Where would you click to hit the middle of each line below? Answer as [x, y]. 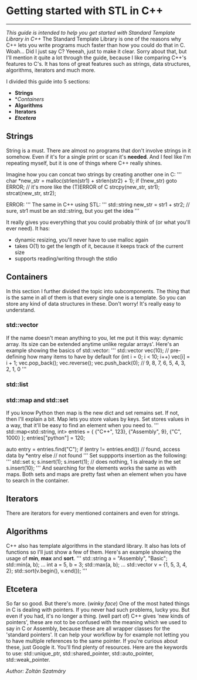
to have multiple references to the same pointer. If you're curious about [92, 641]
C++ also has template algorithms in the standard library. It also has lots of [96, 545]
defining [16, 356]
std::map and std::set [37, 400]
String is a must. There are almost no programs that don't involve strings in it [98, 150]
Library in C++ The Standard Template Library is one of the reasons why [94, 39]
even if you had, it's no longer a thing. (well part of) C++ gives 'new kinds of [98, 616]
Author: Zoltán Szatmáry [36, 671]
